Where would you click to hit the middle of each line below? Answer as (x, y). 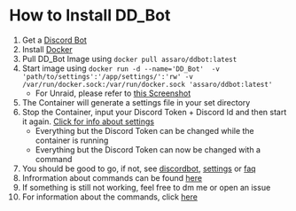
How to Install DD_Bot (90, 16)
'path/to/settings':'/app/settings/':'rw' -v (107, 76)
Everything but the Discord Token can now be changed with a (148, 149)
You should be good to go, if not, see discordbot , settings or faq (139, 168)
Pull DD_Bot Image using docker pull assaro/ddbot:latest (129, 59)
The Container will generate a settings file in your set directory (136, 102)
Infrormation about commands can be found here (112, 177)
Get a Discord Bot (54, 40)
